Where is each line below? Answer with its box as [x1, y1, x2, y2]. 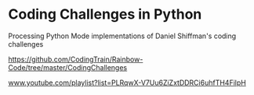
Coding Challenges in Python [8, 5, 202, 23]
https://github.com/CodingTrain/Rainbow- [8, 55, 143, 64]
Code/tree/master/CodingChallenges [8, 62, 128, 72]
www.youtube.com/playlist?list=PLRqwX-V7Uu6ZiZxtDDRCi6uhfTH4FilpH [8, 78, 247, 87]
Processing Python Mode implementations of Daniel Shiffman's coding [8, 31, 237, 40]
